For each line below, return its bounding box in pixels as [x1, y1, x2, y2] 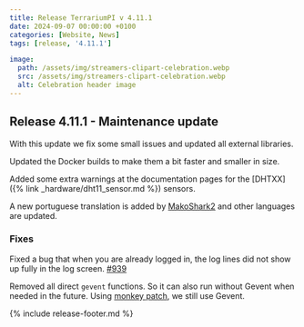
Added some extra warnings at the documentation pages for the [9, 173, 250, 184]
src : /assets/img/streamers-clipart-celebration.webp [17, 72, 226, 82]
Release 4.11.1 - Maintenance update [9, 114, 218, 130]
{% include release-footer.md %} [9, 308, 134, 319]
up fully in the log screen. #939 [9, 263, 127, 273]
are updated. [9, 210, 57, 221]
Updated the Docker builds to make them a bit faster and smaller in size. [9, 155, 280, 166]
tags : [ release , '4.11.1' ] [9, 38, 112, 48]
